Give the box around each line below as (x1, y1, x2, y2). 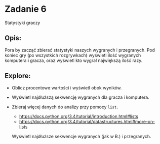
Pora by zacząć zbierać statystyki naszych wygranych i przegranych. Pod (4, 47, 155, 53)
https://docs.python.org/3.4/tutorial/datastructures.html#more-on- (19, 118, 155, 124)
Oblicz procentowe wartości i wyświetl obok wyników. (11, 85, 122, 90)
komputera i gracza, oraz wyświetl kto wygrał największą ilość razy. (4, 58, 143, 63)
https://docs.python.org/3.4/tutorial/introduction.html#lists (19, 113, 139, 119)
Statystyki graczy (4, 20, 40, 26)
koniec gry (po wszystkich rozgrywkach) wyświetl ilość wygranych (4, 52, 141, 58)
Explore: (4, 72, 31, 80)
